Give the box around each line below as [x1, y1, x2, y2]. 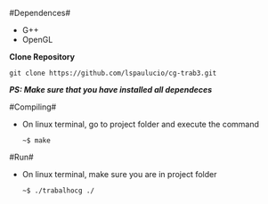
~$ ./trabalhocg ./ [21, 186, 95, 195]
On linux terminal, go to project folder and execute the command [21, 119, 260, 129]
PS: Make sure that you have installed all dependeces [9, 85, 213, 94]
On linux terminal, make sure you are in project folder [21, 169, 217, 179]
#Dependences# [9, 8, 71, 18]
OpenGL [21, 35, 53, 45]
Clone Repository [9, 52, 76, 61]
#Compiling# [9, 102, 57, 112]
